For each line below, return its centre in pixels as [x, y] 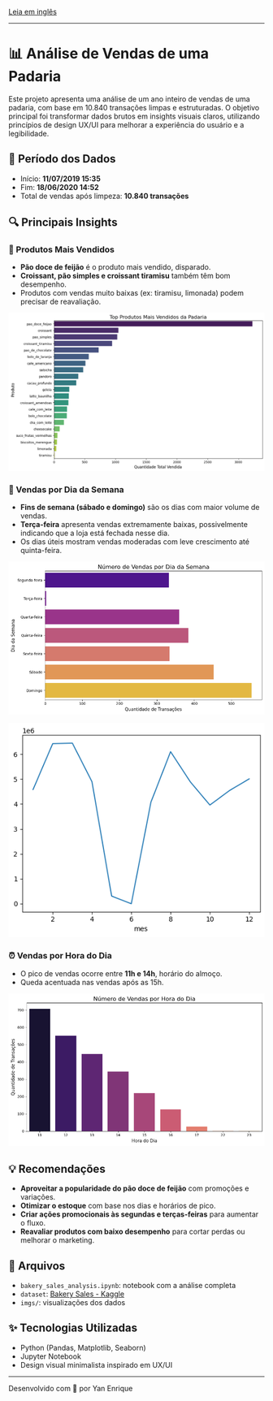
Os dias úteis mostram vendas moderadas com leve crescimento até [135, 542]
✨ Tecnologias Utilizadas [73, 1328]
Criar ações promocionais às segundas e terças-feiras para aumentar [139, 1214]
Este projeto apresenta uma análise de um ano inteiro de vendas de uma [129, 99]
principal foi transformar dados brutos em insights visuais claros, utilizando [134, 116]
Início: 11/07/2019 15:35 [61, 179]
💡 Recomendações [57, 1169]
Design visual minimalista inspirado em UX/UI [96, 1364]
